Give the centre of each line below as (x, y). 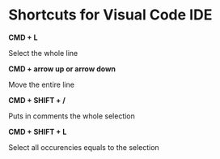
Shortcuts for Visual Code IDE (110, 15)
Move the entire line (42, 84)
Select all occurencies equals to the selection (84, 147)
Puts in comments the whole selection (72, 116)
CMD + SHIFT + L (38, 131)
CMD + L (23, 37)
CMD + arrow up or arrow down (62, 69)
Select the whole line (43, 53)
